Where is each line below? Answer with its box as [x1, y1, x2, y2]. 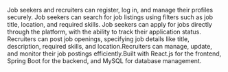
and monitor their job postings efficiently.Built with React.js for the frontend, [7, 49, 222, 58]
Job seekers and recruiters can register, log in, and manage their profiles [7, 6, 214, 14]
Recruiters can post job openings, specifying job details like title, [7, 35, 190, 43]
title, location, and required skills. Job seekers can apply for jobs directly [7, 21, 213, 28]
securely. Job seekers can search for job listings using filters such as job [7, 13, 214, 21]
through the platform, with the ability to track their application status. [7, 27, 201, 36]
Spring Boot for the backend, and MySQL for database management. [7, 57, 202, 64]
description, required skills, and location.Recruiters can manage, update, [7, 43, 213, 50]
